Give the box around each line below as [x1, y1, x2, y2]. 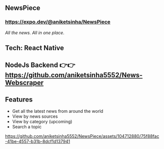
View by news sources [12, 113, 58, 119]
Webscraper [5, 79, 44, 87]
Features [5, 95, 33, 104]
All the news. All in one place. [5, 29, 65, 36]
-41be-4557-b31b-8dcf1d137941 [5, 139, 70, 145]
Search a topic [12, 124, 42, 130]
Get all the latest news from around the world [12, 108, 104, 114]
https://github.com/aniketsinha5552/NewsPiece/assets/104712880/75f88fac [5, 133, 160, 139]
